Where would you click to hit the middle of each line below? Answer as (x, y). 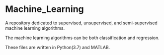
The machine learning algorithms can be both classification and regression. (82, 38)
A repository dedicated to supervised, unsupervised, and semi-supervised (81, 23)
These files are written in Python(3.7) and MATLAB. (58, 47)
